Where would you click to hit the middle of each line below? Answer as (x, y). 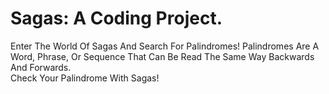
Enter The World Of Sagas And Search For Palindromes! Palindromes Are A (165, 46)
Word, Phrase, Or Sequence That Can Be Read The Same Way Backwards (162, 56)
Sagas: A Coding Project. (116, 18)
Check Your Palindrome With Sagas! (85, 78)
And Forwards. (41, 67)
